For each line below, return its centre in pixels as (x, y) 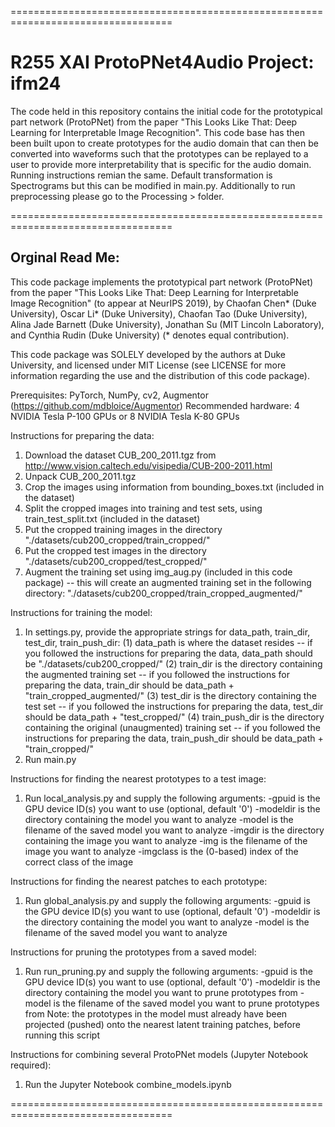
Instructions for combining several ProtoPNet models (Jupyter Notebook (159, 1054)
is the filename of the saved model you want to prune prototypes (186, 1003)
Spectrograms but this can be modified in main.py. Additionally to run (153, 185)
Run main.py (50, 759)
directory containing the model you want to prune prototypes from (161, 992)
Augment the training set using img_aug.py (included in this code (158, 572)
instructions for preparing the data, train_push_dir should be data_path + (174, 738)
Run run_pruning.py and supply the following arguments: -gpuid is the (168, 971)
